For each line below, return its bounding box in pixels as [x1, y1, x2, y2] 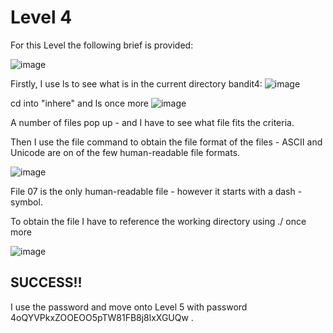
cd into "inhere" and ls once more [10, 97, 150, 109]
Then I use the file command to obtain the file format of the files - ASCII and [10, 136, 323, 148]
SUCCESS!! [10, 274, 83, 291]
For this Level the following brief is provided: [10, 39, 194, 51]
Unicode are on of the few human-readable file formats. [10, 146, 241, 158]
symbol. [10, 196, 43, 208]
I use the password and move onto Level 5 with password [10, 301, 248, 313]
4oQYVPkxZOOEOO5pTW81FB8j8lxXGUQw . [10, 311, 194, 323]
